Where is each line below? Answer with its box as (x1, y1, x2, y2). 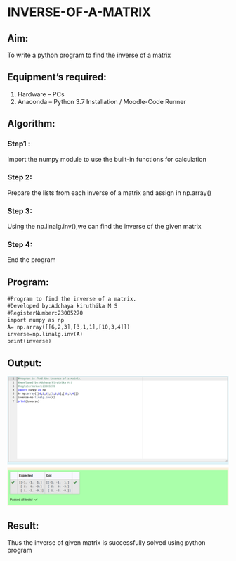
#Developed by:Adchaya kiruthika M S (7, 303, 118, 310)
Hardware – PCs (17, 89, 65, 99)
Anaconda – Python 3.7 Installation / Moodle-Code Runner (17, 97, 186, 106)
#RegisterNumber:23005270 (7, 310, 83, 317)
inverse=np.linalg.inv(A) (7, 331, 83, 338)
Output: (7, 357, 42, 369)
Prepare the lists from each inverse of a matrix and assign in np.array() (7, 188, 212, 197)
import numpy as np (7, 317, 65, 324)
